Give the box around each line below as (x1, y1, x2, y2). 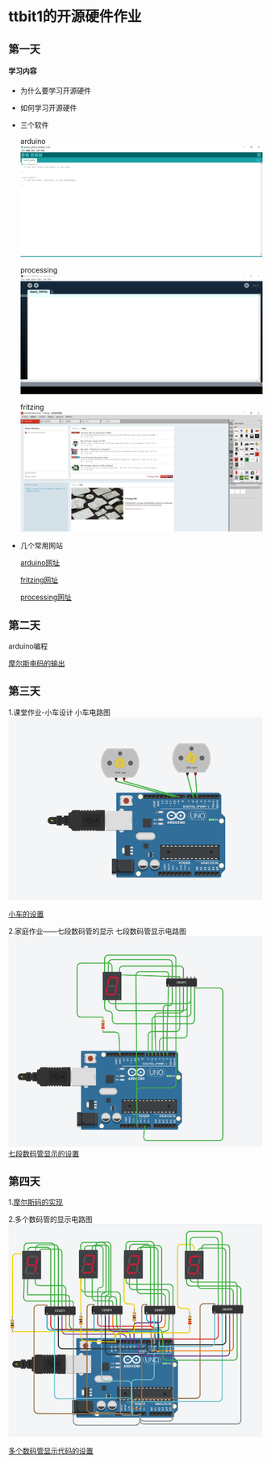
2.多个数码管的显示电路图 (8, 1215, 93, 1224)
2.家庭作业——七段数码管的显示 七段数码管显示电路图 (8, 927, 187, 937)
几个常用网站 (19, 541, 63, 551)
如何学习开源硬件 (19, 103, 77, 112)
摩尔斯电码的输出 (8, 658, 65, 668)
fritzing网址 (19, 575, 59, 585)
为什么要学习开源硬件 (19, 86, 91, 95)
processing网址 (19, 592, 72, 603)
